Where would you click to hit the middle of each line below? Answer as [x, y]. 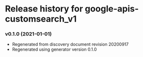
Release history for [44, 9]
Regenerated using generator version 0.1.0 [54, 49]
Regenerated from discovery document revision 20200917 [70, 45]
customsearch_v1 [41, 19]
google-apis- [112, 9]
